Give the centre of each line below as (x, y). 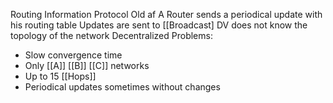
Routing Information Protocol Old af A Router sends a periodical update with (166, 14)
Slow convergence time (73, 55)
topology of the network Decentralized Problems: (111, 35)
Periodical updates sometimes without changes (122, 87)
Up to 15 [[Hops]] (60, 76)
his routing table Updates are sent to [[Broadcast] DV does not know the (159, 25)
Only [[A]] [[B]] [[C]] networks (87, 65)
